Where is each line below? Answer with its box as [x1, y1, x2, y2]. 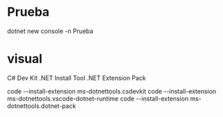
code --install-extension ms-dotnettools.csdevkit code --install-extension [7, 87, 217, 95]
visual [7, 51, 43, 67]
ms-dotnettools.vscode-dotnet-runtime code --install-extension [7, 94, 189, 103]
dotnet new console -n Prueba [7, 27, 94, 35]
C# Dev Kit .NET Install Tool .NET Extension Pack [7, 74, 147, 82]
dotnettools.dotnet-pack [7, 101, 76, 110]
